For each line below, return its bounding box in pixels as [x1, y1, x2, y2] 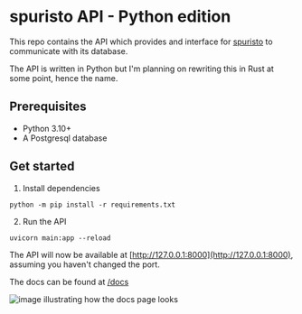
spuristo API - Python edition [9, 6, 231, 27]
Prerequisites [9, 99, 87, 115]
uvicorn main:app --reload [9, 233, 111, 243]
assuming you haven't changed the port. [9, 259, 160, 270]
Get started [9, 159, 75, 174]
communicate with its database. [9, 45, 128, 56]
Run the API [22, 216, 67, 226]
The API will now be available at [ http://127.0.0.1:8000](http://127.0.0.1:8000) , [9, 249, 294, 260]
